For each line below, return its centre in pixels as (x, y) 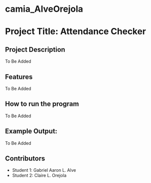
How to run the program (42, 104)
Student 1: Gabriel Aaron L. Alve (44, 170)
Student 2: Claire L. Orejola (39, 176)
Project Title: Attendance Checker (75, 32)
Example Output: (31, 131)
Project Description (35, 49)
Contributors (25, 159)
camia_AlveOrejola (44, 9)
